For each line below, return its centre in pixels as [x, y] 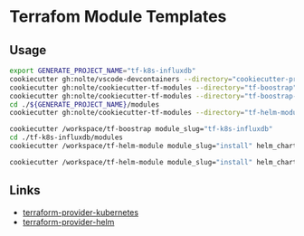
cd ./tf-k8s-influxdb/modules [66, 137]
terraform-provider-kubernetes [80, 212]
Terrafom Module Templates [118, 17]
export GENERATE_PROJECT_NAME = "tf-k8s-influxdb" [103, 71]
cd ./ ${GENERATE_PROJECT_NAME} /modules [85, 104]
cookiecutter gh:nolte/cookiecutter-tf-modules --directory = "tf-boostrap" [153, 88]
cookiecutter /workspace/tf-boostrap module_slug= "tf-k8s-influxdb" [141, 129]
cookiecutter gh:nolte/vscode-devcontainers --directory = [121, 79]
